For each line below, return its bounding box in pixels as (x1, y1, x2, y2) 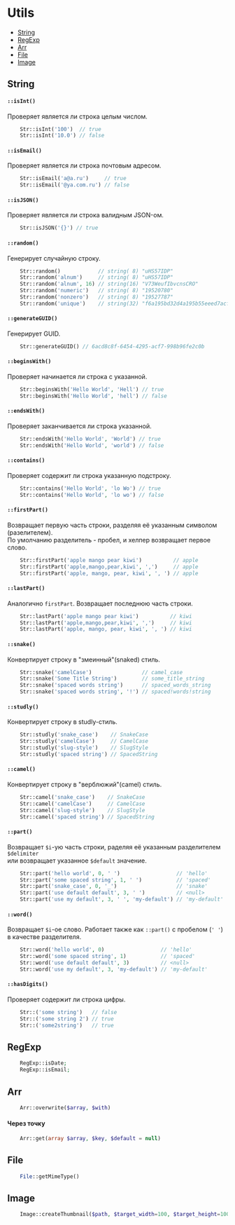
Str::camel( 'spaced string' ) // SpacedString (20, 813, 155, 821)
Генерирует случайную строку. (7, 254, 101, 262)
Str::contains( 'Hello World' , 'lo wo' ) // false (20, 491, 164, 498)
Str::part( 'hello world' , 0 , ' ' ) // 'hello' (20, 870, 208, 877)
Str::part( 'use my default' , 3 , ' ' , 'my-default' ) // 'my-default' (20, 896, 224, 903)
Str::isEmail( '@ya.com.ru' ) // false (20, 182, 130, 189)
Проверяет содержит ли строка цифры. (7, 995, 126, 1004)
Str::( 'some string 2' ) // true (20, 1015, 114, 1022)
